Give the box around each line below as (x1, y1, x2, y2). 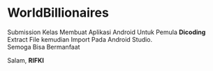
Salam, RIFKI (7, 56, 44, 64)
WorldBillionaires (7, 5, 110, 21)
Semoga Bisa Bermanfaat (7, 42, 80, 51)
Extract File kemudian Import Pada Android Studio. (7, 35, 153, 43)
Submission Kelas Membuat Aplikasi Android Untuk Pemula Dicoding (7, 28, 206, 36)
